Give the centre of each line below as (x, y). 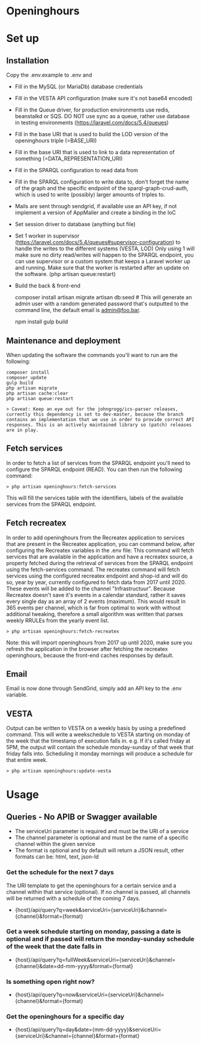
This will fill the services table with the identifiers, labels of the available (95, 498)
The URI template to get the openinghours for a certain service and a (91, 885)
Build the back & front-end (48, 286)
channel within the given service (55, 844)
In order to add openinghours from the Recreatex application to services (95, 537)
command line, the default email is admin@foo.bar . (78, 310)
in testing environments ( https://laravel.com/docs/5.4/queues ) (92, 123)
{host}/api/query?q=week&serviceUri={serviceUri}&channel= (91, 909)
